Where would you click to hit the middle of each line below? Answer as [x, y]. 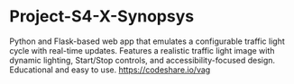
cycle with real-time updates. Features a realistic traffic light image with [142, 50]
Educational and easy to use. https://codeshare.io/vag [110, 70]
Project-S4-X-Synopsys [102, 17]
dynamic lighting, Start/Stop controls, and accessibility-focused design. [142, 60]
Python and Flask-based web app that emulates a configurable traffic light [147, 41]
